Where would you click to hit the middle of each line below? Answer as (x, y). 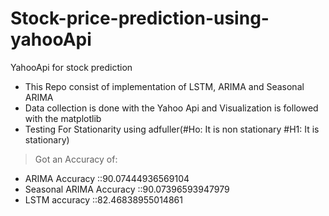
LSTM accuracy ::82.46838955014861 (103, 199)
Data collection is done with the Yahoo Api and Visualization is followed (171, 108)
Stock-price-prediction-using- (140, 18)
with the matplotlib (63, 118)
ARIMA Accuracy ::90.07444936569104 (107, 178)
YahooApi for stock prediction (71, 67)
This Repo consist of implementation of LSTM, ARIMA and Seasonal (164, 86)
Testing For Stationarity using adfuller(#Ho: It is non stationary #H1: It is (172, 129)
